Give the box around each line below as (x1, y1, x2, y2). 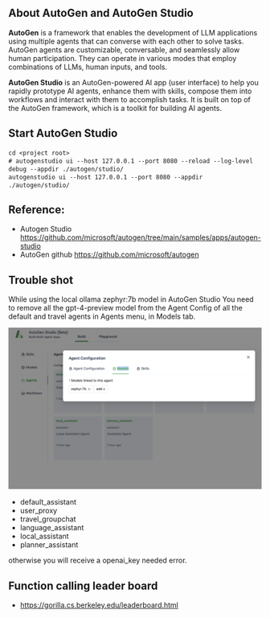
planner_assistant (19, 540, 79, 550)
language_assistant (19, 523, 84, 533)
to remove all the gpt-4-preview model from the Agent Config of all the (8, 303, 243, 313)
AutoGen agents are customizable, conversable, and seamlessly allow (8, 44, 240, 55)
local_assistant (19, 531, 70, 542)
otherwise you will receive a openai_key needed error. (8, 555, 187, 566)
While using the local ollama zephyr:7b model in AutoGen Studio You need (8, 295, 255, 304)
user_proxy (19, 506, 58, 516)
